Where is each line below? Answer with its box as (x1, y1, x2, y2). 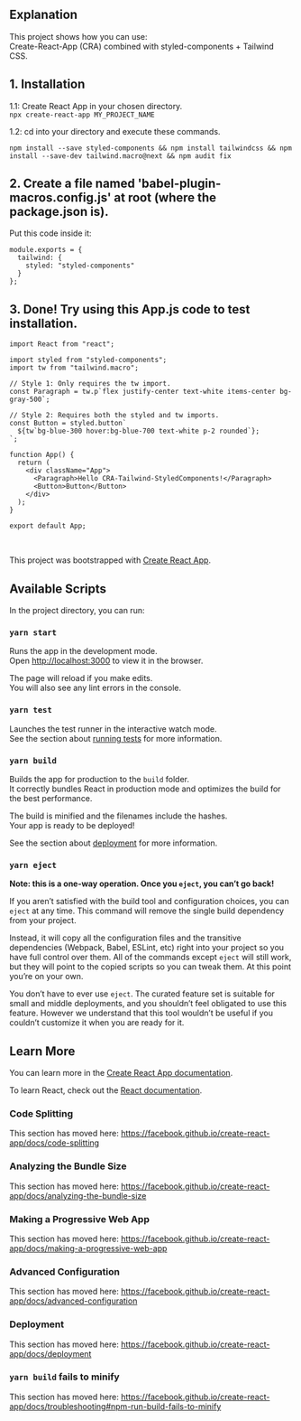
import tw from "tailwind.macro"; (9, 363, 140, 373)
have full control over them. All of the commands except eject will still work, (9, 952, 292, 963)
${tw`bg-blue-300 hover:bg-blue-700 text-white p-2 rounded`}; (17, 426, 260, 436)
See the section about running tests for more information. (9, 733, 223, 743)
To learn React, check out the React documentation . (9, 1085, 203, 1096)
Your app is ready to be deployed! (9, 819, 135, 830)
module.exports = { (9, 246, 83, 255)
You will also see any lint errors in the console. (9, 682, 182, 694)
